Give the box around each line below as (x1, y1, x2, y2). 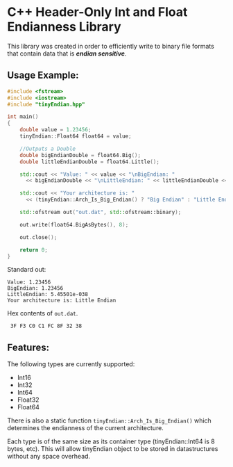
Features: (7, 341, 50, 353)
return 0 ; (19, 246, 49, 254)
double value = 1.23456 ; (19, 126, 92, 133)
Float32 (17, 395, 40, 404)
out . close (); (19, 233, 58, 240)
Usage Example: (7, 69, 79, 81)
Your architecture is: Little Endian (7, 297, 116, 304)
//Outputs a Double (19, 145, 76, 152)
